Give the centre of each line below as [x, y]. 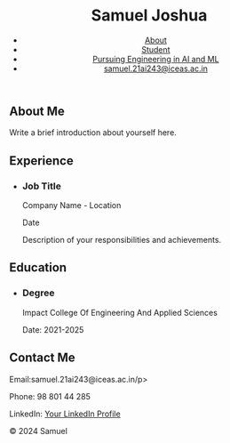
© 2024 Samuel [39, 431]
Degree [38, 293]
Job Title [42, 186]
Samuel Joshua [149, 16]
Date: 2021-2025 [53, 329]
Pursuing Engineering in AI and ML [156, 59]
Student [156, 49]
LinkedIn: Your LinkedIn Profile [65, 414]
